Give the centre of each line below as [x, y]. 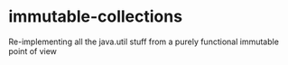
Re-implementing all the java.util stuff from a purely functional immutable [144, 42]
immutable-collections [95, 17]
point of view [33, 51]
